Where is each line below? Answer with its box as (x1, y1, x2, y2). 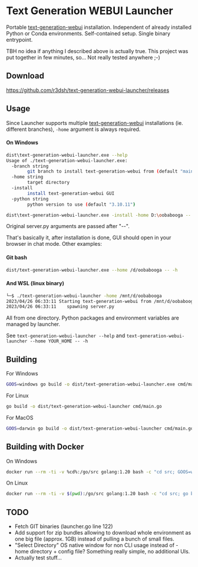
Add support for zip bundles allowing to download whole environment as (14, 529, 192, 536)
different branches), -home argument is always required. (6, 126, 141, 133)
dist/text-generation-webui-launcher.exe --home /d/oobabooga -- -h (6, 267, 178, 273)
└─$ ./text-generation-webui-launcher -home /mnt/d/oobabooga (6, 293, 162, 299)
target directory (27, 180, 70, 186)
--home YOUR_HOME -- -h (29, 338, 88, 344)
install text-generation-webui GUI (27, 190, 115, 196)
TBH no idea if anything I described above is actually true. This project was (6, 47, 189, 54)
